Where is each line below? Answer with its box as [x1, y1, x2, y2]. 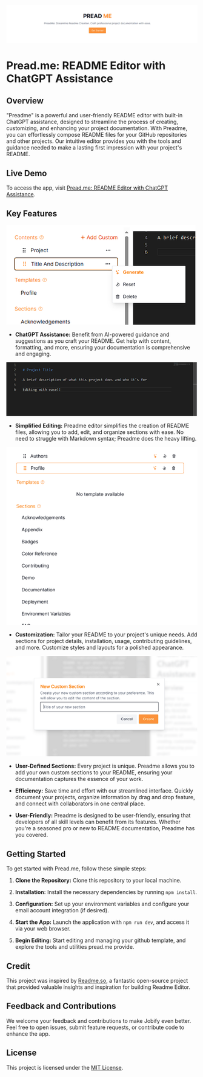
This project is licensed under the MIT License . [6, 1064, 124, 1071]
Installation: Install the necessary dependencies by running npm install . [15, 889, 198, 896]
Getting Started [6, 848, 66, 859]
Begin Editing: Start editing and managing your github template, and [15, 937, 186, 944]
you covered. [15, 831, 48, 839]
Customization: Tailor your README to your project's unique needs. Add [15, 631, 198, 638]
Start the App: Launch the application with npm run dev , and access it [15, 918, 190, 926]
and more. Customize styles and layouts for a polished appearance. [15, 644, 184, 651]
